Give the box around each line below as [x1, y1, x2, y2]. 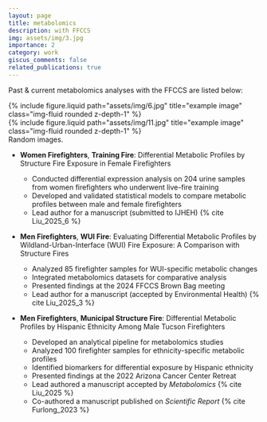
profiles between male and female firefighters [31, 199, 182, 209]
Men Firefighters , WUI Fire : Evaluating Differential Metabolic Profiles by [19, 232, 257, 241]
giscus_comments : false [8, 57, 88, 64]
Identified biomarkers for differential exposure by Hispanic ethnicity [31, 362, 253, 372]
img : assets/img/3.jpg [8, 33, 84, 42]
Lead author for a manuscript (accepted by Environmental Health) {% [31, 289, 260, 299]
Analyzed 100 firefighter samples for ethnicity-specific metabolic [31, 346, 245, 355]
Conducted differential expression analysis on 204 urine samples [31, 174, 245, 183]
